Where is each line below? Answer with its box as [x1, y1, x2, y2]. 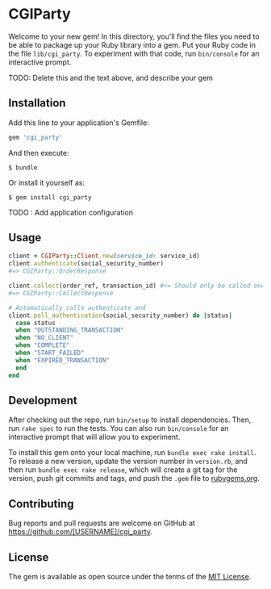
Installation [8, 96, 66, 110]
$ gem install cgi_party [8, 193, 92, 202]
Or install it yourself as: [8, 178, 85, 187]
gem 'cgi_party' [8, 133, 63, 141]
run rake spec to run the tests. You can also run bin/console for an [8, 424, 229, 433]
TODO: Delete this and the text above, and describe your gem [8, 73, 214, 82]
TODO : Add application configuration [8, 207, 134, 217]
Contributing [8, 497, 74, 511]
